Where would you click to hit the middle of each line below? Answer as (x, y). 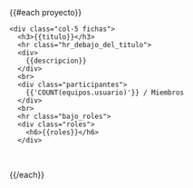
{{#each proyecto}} (46, 12)
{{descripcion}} (57, 61)
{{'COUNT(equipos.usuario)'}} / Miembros (105, 93)
